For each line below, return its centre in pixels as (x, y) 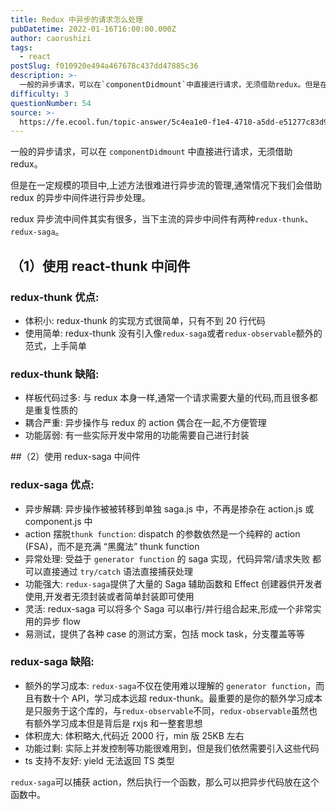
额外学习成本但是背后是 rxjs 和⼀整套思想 (118, 723)
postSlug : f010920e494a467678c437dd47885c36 (104, 66)
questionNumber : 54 (51, 103)
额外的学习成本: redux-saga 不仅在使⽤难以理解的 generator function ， (170, 685)
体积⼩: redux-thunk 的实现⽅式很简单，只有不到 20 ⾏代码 (145, 320)
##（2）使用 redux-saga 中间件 (75, 457)
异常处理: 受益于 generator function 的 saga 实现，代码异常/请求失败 (167, 558)
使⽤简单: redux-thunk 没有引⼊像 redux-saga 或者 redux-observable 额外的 (173, 333)
